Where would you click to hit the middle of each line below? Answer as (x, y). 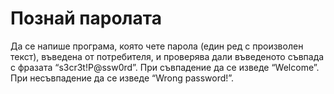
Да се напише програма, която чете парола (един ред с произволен (157, 46)
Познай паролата (86, 18)
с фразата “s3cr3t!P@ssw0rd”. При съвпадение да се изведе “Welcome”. (165, 67)
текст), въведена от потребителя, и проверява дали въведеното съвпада (167, 56)
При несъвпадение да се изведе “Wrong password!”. (122, 78)
